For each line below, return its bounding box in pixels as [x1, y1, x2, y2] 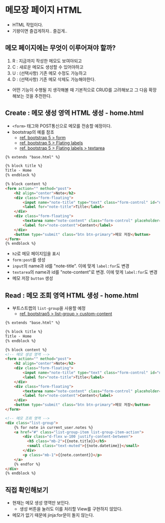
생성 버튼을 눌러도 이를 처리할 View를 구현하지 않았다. [19, 506, 123, 512]
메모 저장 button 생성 [12, 275, 53, 281]
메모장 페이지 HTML [5, 4, 82, 16]
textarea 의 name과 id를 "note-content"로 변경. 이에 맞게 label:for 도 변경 [12, 269, 158, 275]
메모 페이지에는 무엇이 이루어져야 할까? [5, 44, 116, 52]
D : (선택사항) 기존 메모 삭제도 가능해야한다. [12, 76, 96, 82]
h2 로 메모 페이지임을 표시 [12, 251, 60, 257]
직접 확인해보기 [5, 486, 49, 494]
